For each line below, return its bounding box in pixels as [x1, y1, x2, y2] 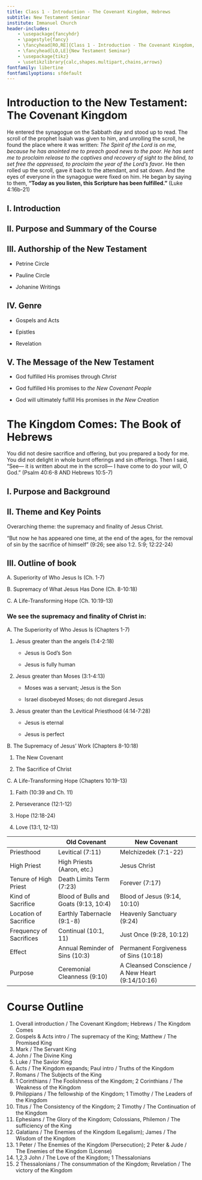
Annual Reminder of [58, 944, 114, 952]
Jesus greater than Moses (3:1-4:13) [15, 672, 105, 680]
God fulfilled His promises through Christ [15, 373, 117, 380]
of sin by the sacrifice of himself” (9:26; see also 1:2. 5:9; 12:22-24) [7, 541, 173, 548]
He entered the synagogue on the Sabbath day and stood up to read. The [7, 128, 188, 136]
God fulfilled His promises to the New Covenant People [15, 385, 152, 392]
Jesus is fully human [24, 660, 76, 668]
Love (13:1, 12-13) [15, 823, 59, 831]
